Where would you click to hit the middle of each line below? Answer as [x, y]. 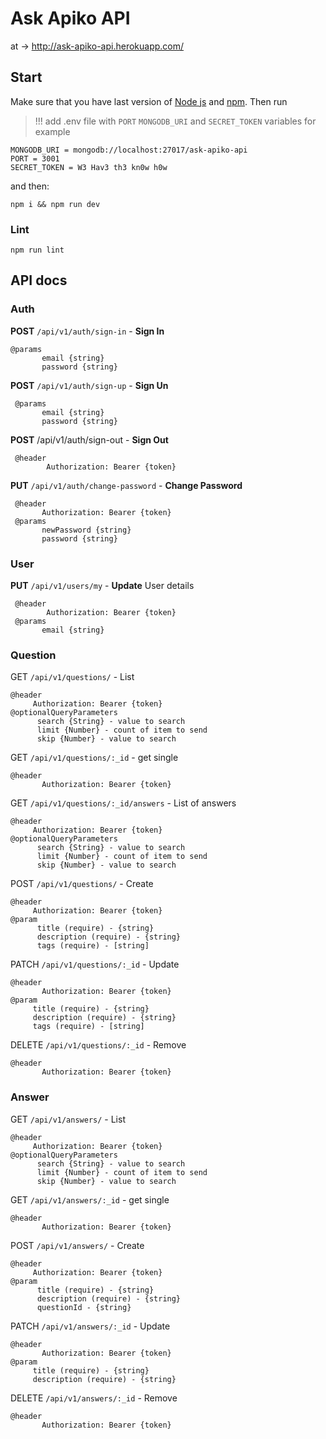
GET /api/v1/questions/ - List [72, 677]
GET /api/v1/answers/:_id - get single [90, 1199]
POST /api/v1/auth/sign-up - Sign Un [89, 385]
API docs [39, 280]
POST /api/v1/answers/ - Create [77, 1245]
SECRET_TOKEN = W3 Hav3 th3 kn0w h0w [89, 167]
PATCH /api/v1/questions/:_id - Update [95, 964]
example [52, 131]
